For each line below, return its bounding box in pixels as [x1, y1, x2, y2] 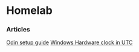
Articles [6, 25, 30, 34]
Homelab [6, 4, 53, 18]
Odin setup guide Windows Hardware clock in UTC [6, 39, 133, 46]
